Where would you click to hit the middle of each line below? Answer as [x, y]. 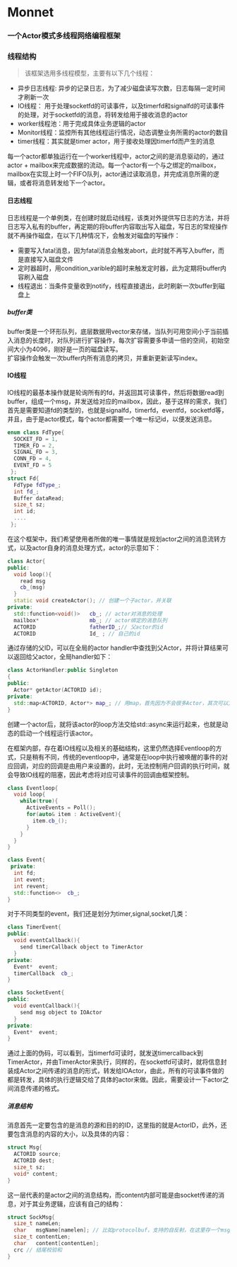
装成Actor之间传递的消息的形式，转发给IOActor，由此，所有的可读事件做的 [116, 1071]
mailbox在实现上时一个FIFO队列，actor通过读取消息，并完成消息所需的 [110, 174]
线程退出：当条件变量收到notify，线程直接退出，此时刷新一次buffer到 [118, 286]
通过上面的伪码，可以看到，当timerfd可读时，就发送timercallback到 [105, 1053]
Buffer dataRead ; [39, 498]
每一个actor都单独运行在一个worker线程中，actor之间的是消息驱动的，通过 [116, 156]
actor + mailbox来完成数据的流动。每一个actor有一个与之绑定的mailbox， [114, 165]
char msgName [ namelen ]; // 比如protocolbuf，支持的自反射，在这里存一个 [117, 1230]
